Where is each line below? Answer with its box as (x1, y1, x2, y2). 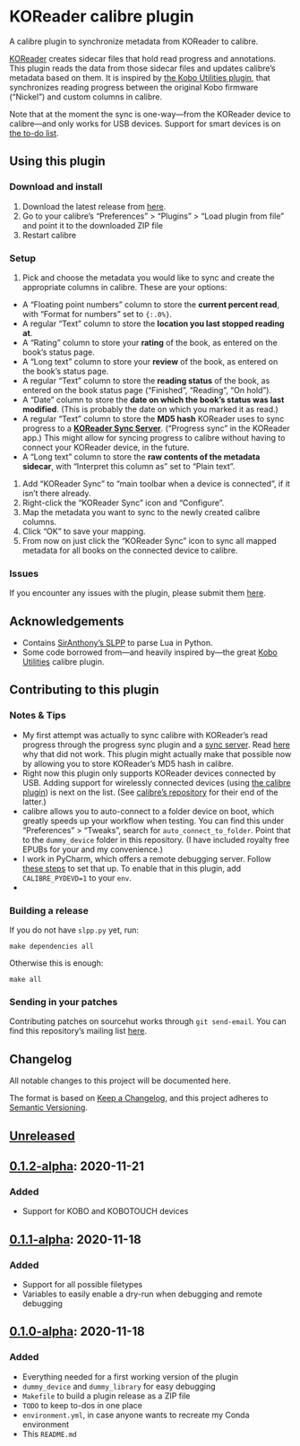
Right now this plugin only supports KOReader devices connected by (21, 768, 276, 779)
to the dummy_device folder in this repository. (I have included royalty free (21, 834, 290, 845)
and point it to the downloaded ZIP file (21, 219, 164, 230)
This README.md (21, 1428, 78, 1439)
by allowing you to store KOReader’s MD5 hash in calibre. (21, 758, 235, 769)
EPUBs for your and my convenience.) (21, 844, 164, 855)
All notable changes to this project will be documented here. (9, 1075, 231, 1086)
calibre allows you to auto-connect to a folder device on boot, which (21, 805, 275, 816)
